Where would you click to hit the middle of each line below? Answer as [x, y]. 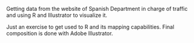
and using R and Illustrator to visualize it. [57, 15]
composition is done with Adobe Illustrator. [60, 33]
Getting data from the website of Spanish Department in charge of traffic [97, 9]
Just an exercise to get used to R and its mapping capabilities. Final [90, 27]
